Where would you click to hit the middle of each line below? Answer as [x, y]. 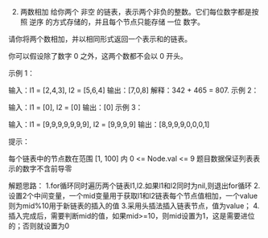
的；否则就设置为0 [39, 226]
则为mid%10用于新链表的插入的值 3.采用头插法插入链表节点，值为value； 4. [134, 206]
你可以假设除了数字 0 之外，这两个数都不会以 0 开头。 [98, 56]
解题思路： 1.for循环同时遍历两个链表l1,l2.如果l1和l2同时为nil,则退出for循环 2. [134, 186]
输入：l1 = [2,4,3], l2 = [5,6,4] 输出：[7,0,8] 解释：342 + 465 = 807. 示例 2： [134, 90]
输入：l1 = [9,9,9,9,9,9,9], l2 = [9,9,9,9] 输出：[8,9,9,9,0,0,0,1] [109, 124]
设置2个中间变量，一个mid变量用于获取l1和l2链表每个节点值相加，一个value [133, 196]
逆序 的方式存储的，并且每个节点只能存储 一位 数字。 [117, 22]
